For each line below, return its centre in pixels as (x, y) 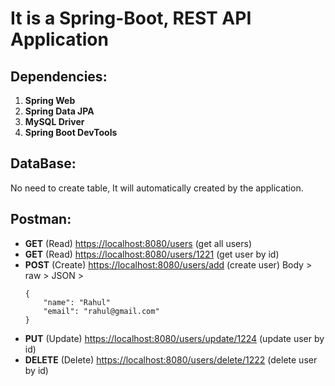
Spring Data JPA (59, 111)
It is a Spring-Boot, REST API (131, 18)
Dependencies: (59, 76)
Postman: (41, 219)
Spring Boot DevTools (71, 132)
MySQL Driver (54, 121)
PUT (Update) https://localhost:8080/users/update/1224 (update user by (174, 338)
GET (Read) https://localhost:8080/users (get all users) (138, 243)
